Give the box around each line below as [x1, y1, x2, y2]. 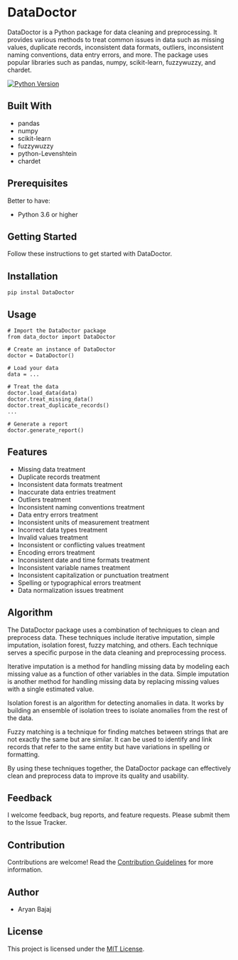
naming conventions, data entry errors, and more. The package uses [7, 51, 208, 59]
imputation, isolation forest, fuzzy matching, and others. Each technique [7, 640, 218, 649]
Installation [7, 270, 58, 282]
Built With [7, 100, 52, 112]
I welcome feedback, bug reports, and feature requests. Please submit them [7, 811, 230, 819]
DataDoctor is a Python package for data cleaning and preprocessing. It [7, 28, 218, 36]
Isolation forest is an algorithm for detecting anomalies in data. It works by [7, 698, 225, 707]
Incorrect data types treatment [17, 525, 108, 534]
